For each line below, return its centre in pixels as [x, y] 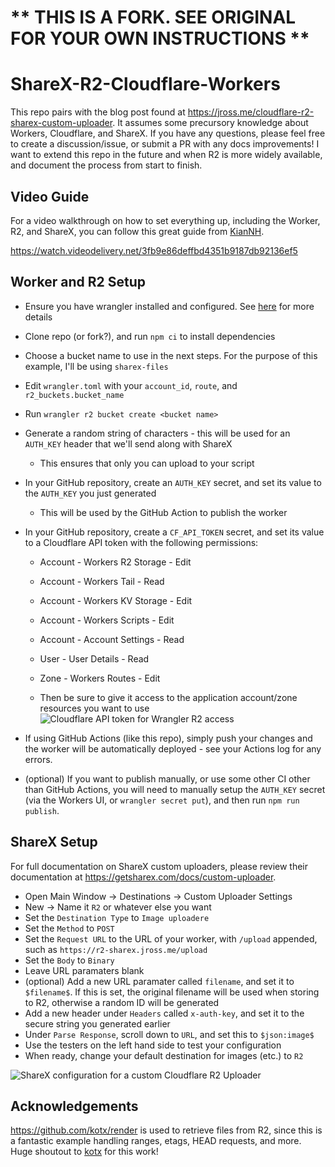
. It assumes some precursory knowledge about [210, 123]
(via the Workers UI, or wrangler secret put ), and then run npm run [162, 800]
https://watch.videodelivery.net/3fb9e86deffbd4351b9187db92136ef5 [154, 250]
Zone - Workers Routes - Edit [100, 678]
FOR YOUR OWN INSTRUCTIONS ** [160, 38]
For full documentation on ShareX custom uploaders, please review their [159, 866]
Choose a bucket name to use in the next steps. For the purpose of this [171, 355]
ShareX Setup [54, 842]
